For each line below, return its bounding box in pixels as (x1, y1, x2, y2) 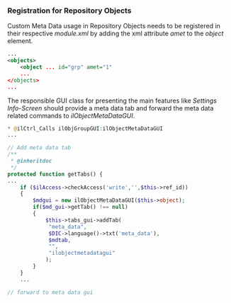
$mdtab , (48, 236, 72, 244)
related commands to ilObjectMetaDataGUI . (7, 111, 135, 120)
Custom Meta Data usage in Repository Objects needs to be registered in (7, 22, 221, 30)
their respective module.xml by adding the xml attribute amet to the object (7, 29, 224, 38)
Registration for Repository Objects (7, 6, 132, 16)
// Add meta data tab (7, 144, 72, 151)
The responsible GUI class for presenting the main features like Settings (7, 96, 218, 105)
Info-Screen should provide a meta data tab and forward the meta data (7, 103, 214, 112)
